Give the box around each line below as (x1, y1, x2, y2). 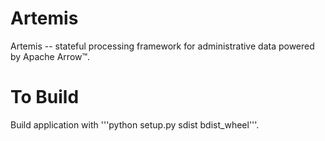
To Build (10, 86, 80, 109)
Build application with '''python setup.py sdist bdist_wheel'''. (10, 118, 260, 131)
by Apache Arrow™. (10, 50, 91, 62)
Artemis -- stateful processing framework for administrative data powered (10, 40, 315, 52)
